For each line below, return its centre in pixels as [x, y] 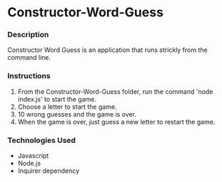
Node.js [29, 164]
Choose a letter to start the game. [67, 107]
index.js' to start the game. [57, 99]
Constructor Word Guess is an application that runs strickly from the [108, 50]
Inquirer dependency [49, 171]
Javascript [33, 156]
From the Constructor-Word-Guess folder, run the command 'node [115, 91]
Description [28, 35]
